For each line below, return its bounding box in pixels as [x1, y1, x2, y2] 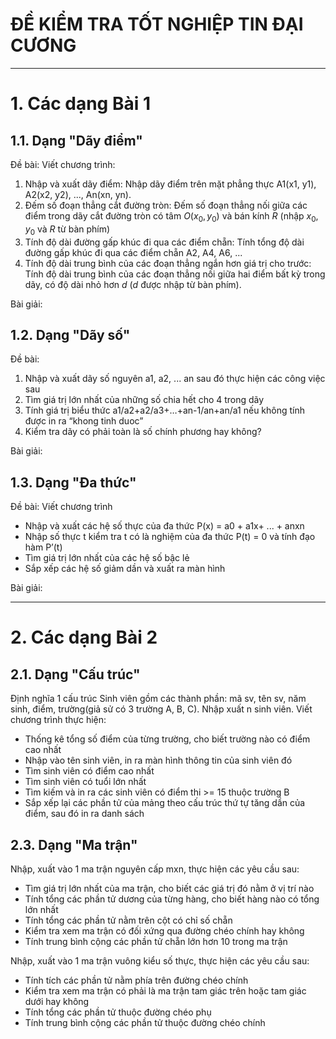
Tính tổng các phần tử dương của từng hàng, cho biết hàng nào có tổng [24, 893, 320, 905]
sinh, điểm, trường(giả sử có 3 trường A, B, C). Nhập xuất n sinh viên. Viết [10, 703, 313, 715]
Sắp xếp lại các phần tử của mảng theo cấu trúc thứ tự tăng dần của [24, 797, 306, 809]
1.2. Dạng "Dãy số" [10, 326, 131, 343]
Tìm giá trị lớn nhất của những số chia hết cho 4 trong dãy [24, 394, 265, 406]
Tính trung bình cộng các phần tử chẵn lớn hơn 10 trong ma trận [24, 935, 288, 947]
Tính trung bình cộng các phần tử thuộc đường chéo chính [24, 1016, 266, 1028]
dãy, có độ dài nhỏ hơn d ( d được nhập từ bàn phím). [24, 278, 242, 290]
